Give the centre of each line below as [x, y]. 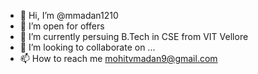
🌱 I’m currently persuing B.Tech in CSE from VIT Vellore [134, 36]
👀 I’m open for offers [62, 26]
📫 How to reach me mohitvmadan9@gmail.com [118, 58]
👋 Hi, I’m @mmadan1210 [69, 15]
